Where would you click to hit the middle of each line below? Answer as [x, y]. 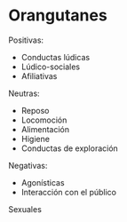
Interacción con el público [69, 192]
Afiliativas [39, 75]
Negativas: [28, 165]
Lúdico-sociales [51, 67]
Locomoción [44, 120]
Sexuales [25, 209]
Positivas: [26, 40]
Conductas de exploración [70, 148]
